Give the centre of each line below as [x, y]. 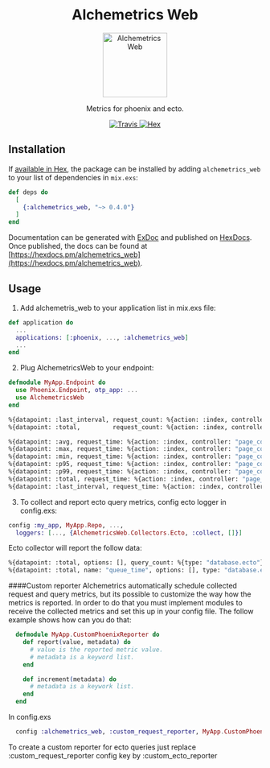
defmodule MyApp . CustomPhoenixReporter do [88, 635]
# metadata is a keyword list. [82, 657]
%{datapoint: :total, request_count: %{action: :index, [118, 427]
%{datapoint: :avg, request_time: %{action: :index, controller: [120, 442]
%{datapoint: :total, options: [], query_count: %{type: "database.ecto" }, [138, 563]
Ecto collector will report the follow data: [75, 548]
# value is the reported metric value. [96, 650]
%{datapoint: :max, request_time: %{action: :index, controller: [120, 449]
